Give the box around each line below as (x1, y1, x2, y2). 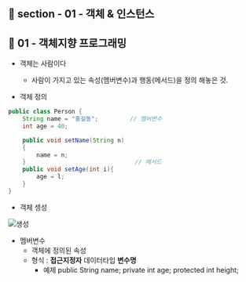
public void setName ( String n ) (22, 136, 125, 144)
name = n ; (36, 151, 68, 159)
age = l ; (36, 173, 65, 181)
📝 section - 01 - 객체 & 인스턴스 (8, 7, 155, 21)
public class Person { (8, 108, 83, 116)
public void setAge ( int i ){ (22, 165, 114, 174)
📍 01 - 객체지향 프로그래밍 (8, 36, 127, 49)
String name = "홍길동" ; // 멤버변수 (22, 115, 163, 123)
